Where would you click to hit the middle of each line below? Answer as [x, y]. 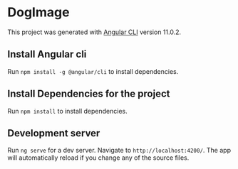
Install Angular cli [47, 54]
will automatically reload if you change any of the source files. [98, 158]
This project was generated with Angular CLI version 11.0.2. [94, 32]
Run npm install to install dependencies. [67, 111]
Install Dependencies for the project [89, 94]
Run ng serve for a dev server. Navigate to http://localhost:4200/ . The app [119, 151]
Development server [54, 133]
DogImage [38, 12]
